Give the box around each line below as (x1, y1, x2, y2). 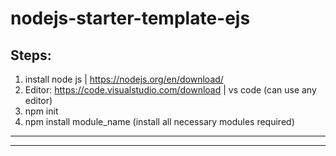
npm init (24, 105, 59, 117)
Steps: (10, 47, 52, 64)
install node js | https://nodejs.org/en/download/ (24, 73, 224, 85)
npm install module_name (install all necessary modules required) (24, 116, 295, 127)
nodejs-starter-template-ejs (10, 7, 251, 30)
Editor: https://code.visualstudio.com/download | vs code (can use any (24, 84, 317, 96)
